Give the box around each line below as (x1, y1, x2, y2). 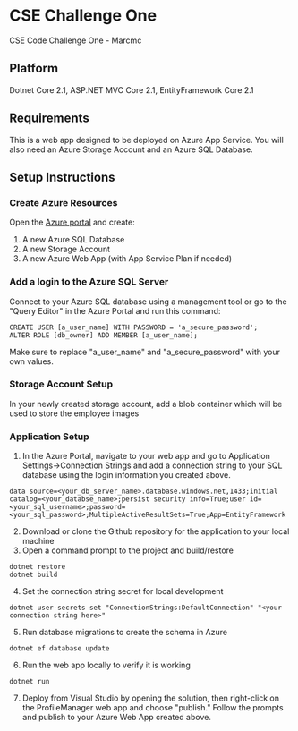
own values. (9, 355, 54, 367)
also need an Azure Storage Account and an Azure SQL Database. (9, 144, 253, 155)
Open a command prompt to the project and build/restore (21, 545, 234, 556)
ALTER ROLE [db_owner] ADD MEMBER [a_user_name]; (9, 330, 199, 340)
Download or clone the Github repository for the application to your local (21, 526, 290, 537)
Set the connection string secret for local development (21, 586, 224, 597)
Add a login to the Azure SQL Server (9, 276, 169, 288)
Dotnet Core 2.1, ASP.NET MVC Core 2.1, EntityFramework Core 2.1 (9, 84, 254, 95)
